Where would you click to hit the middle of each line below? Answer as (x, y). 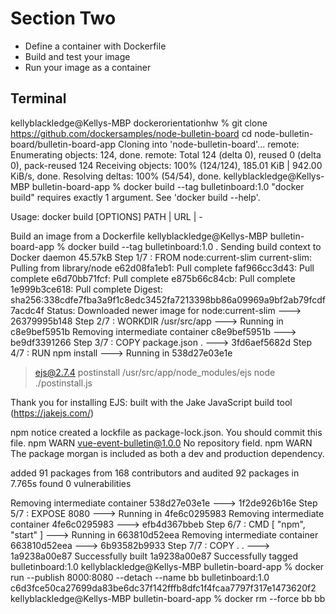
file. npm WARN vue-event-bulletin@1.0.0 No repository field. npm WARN (161, 443)
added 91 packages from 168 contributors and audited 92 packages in (155, 473)
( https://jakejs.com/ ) (52, 413)
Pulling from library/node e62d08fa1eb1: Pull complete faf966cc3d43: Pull (162, 268)
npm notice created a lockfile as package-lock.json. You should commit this (166, 432)
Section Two (63, 18)
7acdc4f (27, 310)
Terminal (38, 98)
